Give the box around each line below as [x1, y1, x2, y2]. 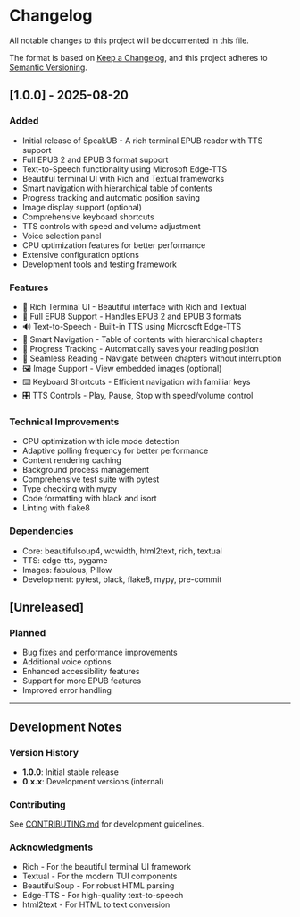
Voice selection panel [21, 230, 102, 241]
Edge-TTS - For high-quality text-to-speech [21, 890, 184, 901]
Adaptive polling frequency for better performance [21, 445, 209, 457]
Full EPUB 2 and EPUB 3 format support [21, 154, 169, 165]
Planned [9, 626, 46, 638]
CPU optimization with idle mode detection [21, 436, 180, 447]
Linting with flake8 [21, 502, 91, 513]
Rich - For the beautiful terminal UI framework [21, 861, 192, 872]
